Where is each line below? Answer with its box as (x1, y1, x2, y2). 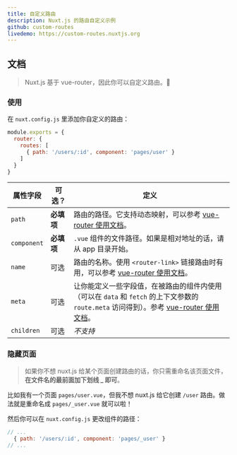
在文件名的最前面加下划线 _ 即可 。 (24, 375, 124, 384)
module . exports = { (7, 129, 65, 136)
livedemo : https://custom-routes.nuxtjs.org (7, 30, 140, 37)
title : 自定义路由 (7, 10, 56, 18)
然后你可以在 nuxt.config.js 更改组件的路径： (7, 414, 142, 422)
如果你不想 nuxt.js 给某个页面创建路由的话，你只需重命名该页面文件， (24, 367, 227, 375)
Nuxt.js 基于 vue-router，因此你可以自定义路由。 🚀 (24, 78, 171, 87)
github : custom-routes (7, 23, 74, 30)
